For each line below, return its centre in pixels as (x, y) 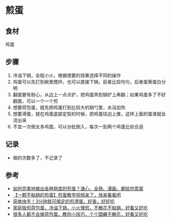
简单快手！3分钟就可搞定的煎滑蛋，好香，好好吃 (64, 201)
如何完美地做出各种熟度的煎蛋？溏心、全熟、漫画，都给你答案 (78, 189)
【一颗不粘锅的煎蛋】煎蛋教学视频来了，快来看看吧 (67, 195)
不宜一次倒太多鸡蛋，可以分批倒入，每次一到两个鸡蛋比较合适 (78, 127)
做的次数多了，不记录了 (37, 157)
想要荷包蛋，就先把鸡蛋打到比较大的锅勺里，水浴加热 (69, 107)
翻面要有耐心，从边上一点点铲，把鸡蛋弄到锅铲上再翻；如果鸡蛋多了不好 (89, 94)
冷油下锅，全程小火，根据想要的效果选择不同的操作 (67, 75)
